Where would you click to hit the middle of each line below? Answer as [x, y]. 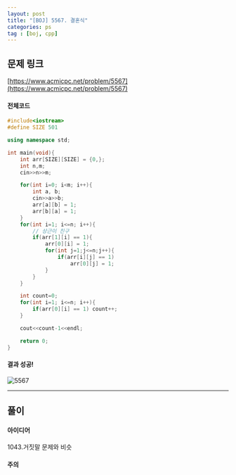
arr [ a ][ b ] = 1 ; [55, 205]
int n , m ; [33, 166]
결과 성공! [20, 365]
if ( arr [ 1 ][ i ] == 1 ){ [63, 237]
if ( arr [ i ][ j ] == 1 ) [86, 258]
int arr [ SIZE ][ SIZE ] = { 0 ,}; [63, 159]
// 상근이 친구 [51, 231]
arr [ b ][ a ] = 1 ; [55, 211]
